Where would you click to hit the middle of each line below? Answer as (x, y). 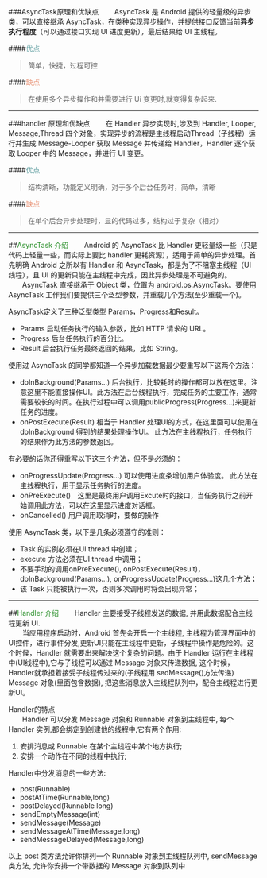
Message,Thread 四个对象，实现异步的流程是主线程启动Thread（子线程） (128, 133)
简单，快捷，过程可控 (62, 65)
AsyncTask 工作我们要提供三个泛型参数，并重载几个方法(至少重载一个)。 (127, 295)
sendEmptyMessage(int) (60, 814)
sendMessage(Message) (60, 822)
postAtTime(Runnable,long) (64, 797)
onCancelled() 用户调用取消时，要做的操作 (89, 515)
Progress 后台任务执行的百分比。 (74, 338)
